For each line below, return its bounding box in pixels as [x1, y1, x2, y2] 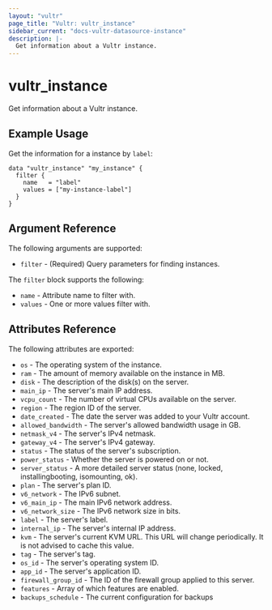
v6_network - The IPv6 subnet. [19, 488, 121, 498]
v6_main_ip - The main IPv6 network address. [19, 497, 172, 507]
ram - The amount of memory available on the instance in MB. [19, 368, 225, 378]
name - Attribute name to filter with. [19, 290, 136, 300]
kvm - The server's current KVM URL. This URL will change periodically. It [19, 531, 264, 541]
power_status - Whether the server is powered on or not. [19, 454, 209, 464]
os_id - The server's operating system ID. [19, 557, 159, 567]
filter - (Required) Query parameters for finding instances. [19, 258, 220, 268]
